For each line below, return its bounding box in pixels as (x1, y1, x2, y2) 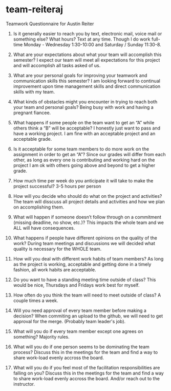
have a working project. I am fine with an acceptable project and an (13, 130, 156, 137)
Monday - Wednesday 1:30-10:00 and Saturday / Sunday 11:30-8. (24, 41, 162, 47)
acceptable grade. (13, 136, 52, 142)
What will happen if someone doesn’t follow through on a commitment (13, 214, 162, 220)
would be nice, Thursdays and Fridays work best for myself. (13, 282, 140, 288)
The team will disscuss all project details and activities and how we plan (13, 198, 165, 204)
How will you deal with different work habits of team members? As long (13, 255, 164, 262)
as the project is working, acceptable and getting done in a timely (13, 261, 152, 267)
